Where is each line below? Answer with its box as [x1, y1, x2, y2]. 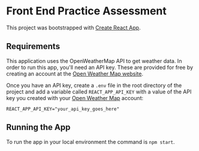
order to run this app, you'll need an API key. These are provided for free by [6, 64, 194, 71]
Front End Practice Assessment [6, 4, 167, 18]
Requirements [6, 41, 60, 52]
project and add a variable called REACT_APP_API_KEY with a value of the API [6, 88, 192, 95]
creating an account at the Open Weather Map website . [6, 70, 144, 77]
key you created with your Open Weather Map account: [6, 94, 144, 101]
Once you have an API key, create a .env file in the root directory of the [6, 81, 182, 89]
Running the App [6, 122, 71, 132]
